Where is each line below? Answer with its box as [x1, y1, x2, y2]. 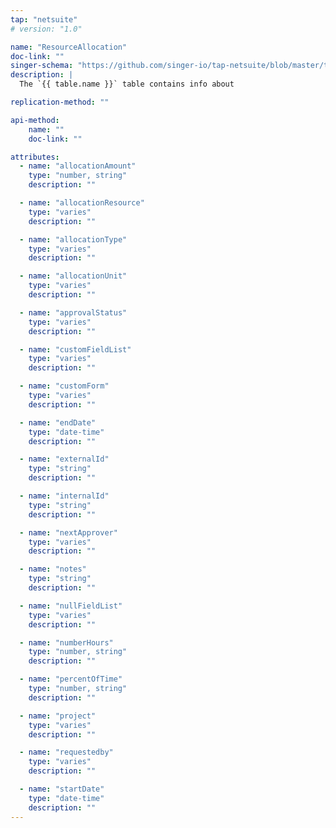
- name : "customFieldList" [19, 344, 132, 355]
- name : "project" [19, 711, 97, 721]
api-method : [10, 115, 60, 125]
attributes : [10, 152, 60, 162]
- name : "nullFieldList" [19, 601, 123, 611]
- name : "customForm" [19, 381, 110, 391]
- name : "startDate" [19, 784, 105, 794]
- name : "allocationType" [19, 234, 128, 245]
